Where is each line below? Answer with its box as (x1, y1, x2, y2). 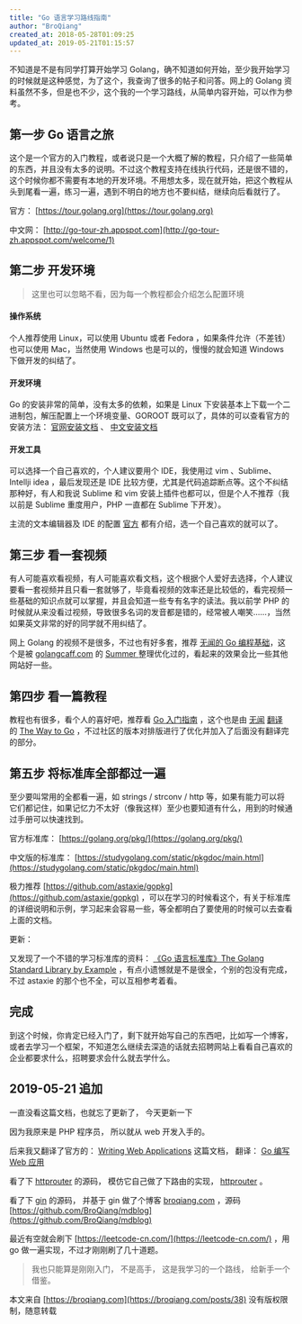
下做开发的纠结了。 (9, 355, 81, 366)
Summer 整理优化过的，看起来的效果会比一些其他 (104, 648, 289, 659)
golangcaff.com (34, 648, 93, 659)
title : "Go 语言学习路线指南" (9, 13, 112, 23)
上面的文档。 (9, 914, 57, 925)
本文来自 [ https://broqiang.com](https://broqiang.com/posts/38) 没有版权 (9, 1293, 280, 1304)
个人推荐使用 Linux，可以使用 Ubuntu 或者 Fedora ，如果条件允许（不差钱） (9, 332, 290, 343)
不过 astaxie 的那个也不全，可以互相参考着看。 (9, 975, 182, 986)
